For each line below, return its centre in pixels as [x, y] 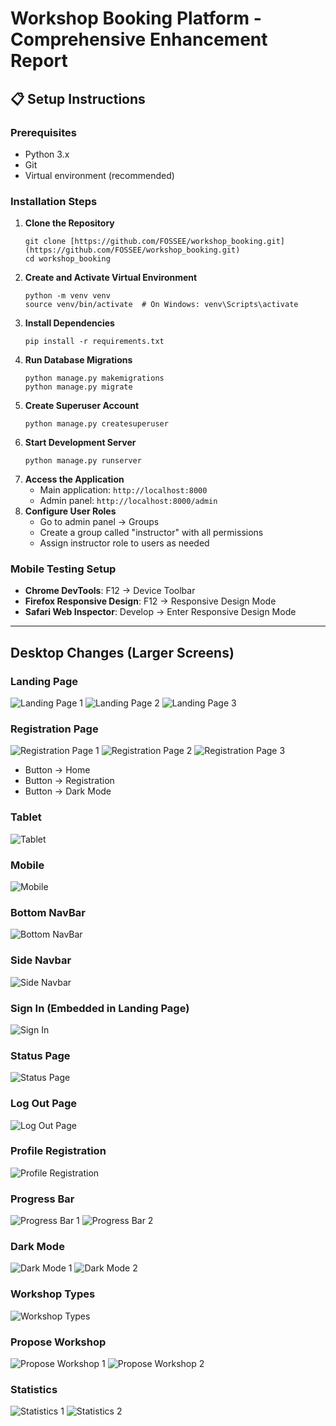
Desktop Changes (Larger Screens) [122, 652]
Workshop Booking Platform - [136, 18]
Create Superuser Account [82, 406]
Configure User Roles [70, 511]
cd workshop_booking [67, 259]
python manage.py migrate [78, 387]
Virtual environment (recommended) [99, 175]
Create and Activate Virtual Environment [111, 278]
